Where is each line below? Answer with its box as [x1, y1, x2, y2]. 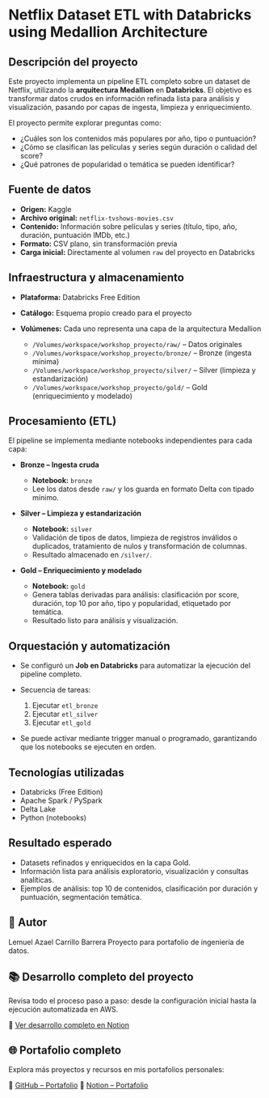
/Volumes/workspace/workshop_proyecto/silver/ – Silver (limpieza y [32, 365, 256, 375]
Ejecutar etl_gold [32, 718, 91, 727]
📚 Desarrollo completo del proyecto [8, 970, 194, 984]
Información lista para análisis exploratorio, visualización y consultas [19, 866, 249, 875]
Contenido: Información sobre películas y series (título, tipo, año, [19, 221, 237, 231]
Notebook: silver [32, 524, 93, 534]
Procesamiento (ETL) [8, 414, 117, 428]
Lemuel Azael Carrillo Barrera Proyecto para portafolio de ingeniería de [8, 937, 245, 947]
